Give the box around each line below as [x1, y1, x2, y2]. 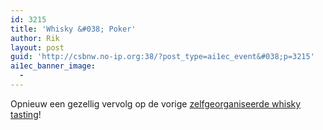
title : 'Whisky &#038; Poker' [10, 24, 137, 34]
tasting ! [10, 108, 42, 120]
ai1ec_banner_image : [10, 61, 97, 71]
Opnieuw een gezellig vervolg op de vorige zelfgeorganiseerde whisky [10, 97, 302, 110]
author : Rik [10, 33, 60, 43]
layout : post [10, 42, 65, 53]
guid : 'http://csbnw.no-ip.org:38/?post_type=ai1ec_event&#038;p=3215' [10, 52, 315, 62]
